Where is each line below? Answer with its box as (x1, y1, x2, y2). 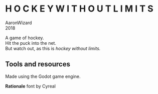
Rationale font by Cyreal (5, 83, 56, 89)
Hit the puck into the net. (5, 40, 57, 46)
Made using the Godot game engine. (5, 73, 81, 79)
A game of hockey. (5, 35, 44, 41)
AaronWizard (5, 20, 32, 26)
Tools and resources (5, 60, 70, 68)
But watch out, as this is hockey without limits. (5, 45, 101, 51)
